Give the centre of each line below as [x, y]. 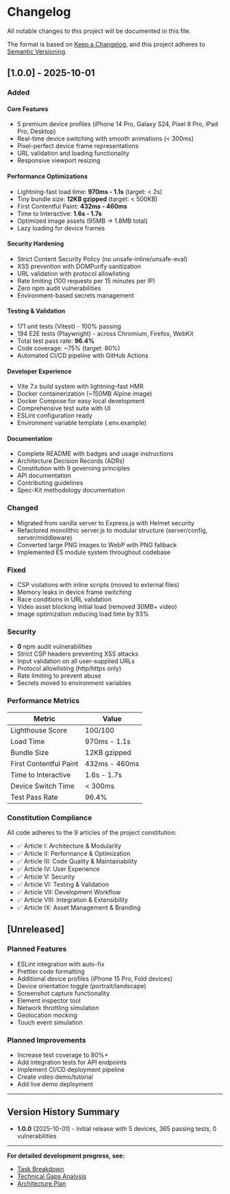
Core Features [28, 109]
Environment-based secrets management [76, 295]
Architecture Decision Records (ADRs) [71, 461]
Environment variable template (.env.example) [82, 423]
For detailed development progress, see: [66, 1156]
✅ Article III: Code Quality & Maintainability [77, 861]
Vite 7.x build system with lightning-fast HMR [80, 386]
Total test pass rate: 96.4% [55, 341]
